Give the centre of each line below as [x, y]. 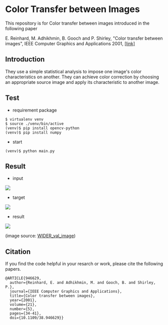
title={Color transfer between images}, [52, 296]
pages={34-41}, [26, 313]
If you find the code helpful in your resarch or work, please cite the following [84, 264]
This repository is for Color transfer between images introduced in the [77, 23]
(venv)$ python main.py [30, 151]
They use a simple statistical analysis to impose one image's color [73, 71]
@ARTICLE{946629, [23, 278]
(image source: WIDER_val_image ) [41, 236]
